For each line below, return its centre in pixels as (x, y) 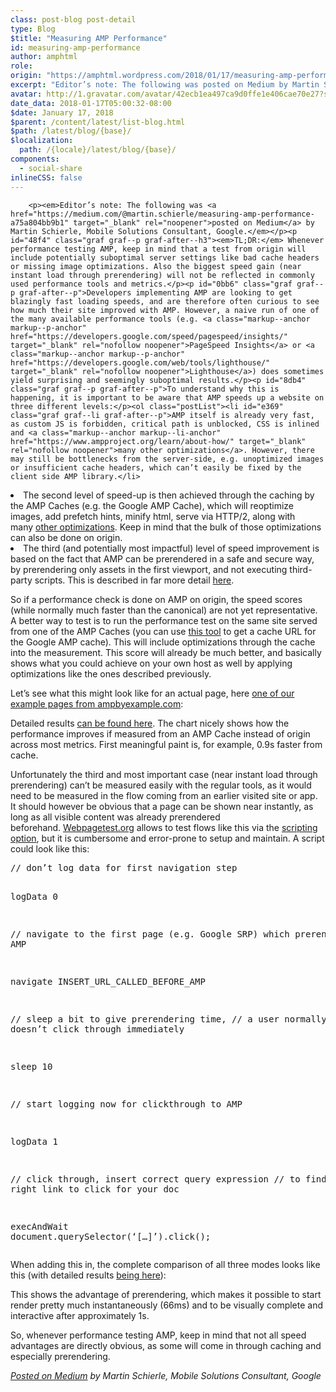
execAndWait (39, 1226)
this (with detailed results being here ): (88, 1275)
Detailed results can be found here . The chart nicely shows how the (150, 723)
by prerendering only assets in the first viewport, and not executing (149, 569)
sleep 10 (31, 1066)
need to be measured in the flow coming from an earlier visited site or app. (164, 795)
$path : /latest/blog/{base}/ (71, 131)
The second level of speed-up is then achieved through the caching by (169, 495)
